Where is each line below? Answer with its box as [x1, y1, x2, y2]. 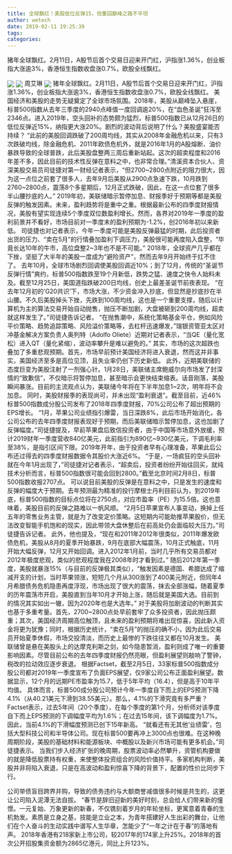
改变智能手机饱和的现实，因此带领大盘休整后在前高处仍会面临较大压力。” [12, 521, 219, 530]
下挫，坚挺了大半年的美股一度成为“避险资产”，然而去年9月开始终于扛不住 [7, 252, 216, 261]
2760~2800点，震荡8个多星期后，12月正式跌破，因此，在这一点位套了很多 [7, 183, 220, 191]
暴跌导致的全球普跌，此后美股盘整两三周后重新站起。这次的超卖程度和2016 [7, 148, 221, 157]
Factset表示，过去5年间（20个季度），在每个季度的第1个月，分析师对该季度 [7, 703, 220, 711]
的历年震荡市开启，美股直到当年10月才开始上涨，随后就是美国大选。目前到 [7, 591, 220, 599]
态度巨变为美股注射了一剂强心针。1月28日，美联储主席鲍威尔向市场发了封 [7, 365, 217, 374]
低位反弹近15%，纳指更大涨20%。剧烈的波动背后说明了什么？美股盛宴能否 [7, 123, 220, 131]
